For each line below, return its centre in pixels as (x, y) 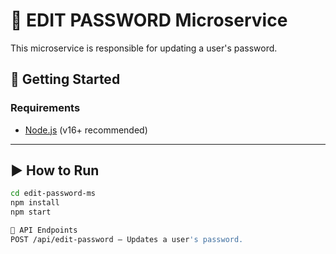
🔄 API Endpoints (44, 230)
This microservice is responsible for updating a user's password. (144, 48)
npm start (31, 212)
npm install (35, 203)
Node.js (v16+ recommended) (86, 130)
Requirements (45, 108)
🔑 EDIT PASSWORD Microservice (149, 20)
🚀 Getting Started (65, 79)
